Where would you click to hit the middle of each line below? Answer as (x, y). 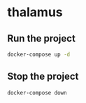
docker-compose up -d (39, 54)
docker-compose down (37, 92)
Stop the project (43, 77)
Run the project (41, 38)
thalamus (35, 12)
